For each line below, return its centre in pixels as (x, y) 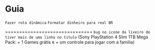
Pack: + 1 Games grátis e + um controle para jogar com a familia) (70, 42)
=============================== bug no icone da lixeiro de (78, 32)
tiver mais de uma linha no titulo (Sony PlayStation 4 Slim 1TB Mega (77, 37)
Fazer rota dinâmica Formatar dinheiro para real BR (59, 23)
